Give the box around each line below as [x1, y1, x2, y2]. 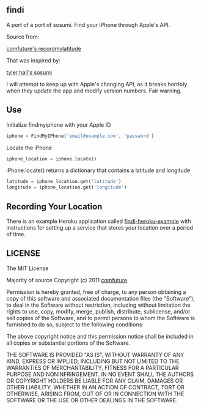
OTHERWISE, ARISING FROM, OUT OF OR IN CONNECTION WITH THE [6, 390, 185, 397]
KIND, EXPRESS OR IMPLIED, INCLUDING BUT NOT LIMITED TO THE [6, 358, 180, 365]
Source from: [6, 33, 40, 40]
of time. [6, 230, 26, 238]
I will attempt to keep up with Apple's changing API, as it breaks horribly [6, 80, 188, 88]
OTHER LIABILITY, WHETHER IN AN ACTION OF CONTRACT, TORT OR [6, 383, 185, 391]
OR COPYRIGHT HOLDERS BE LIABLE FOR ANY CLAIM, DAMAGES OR [6, 377, 183, 385]
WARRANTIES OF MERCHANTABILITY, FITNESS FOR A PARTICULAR [6, 364, 179, 371]
